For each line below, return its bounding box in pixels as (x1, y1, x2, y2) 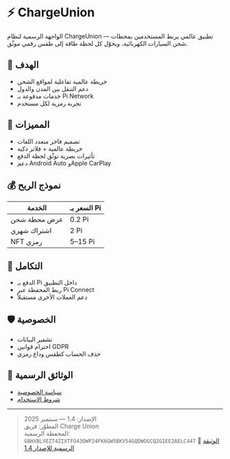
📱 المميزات (7, 119, 50, 131)
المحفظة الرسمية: (23, 429, 71, 437)
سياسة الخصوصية (16, 387, 62, 396)
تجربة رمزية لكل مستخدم (16, 99, 81, 107)
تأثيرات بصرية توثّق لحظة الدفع (16, 151, 95, 160)
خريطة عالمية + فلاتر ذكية (16, 144, 84, 153)
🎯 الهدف (7, 59, 39, 71)
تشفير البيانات (16, 335, 53, 343)
